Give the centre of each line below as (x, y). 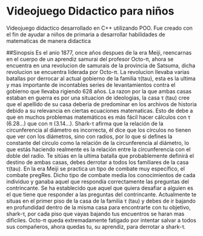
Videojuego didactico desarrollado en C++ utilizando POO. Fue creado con (99, 28)
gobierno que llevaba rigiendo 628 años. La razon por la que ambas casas (99, 91)
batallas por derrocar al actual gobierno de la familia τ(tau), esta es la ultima (101, 78)
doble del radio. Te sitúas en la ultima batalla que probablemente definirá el (100, 155)
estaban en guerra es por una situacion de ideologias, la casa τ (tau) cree (98, 98)
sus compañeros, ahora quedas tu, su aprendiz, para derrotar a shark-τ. (96, 226)
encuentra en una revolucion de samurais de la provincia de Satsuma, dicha (101, 66)
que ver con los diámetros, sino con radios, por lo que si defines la (89, 136)
